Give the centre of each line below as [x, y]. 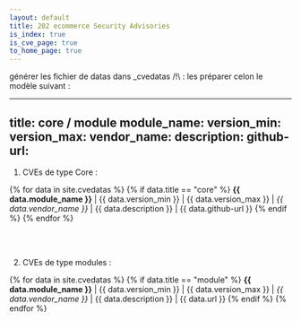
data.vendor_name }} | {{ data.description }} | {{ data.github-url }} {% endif [148, 208]
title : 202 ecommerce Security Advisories [90, 26]
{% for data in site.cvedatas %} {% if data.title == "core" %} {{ [125, 189]
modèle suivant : [40, 86]
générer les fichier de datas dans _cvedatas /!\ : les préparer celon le [136, 76]
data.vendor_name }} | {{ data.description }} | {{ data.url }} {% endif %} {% [148, 299]
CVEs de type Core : [60, 172]
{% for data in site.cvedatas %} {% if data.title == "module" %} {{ [130, 280]
